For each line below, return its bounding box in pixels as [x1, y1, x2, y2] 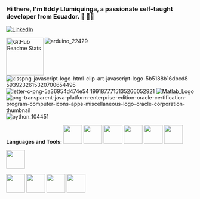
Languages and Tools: [6, 138, 63, 146]
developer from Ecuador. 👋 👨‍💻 [6, 12, 94, 20]
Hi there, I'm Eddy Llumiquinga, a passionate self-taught [6, 5, 173, 13]
